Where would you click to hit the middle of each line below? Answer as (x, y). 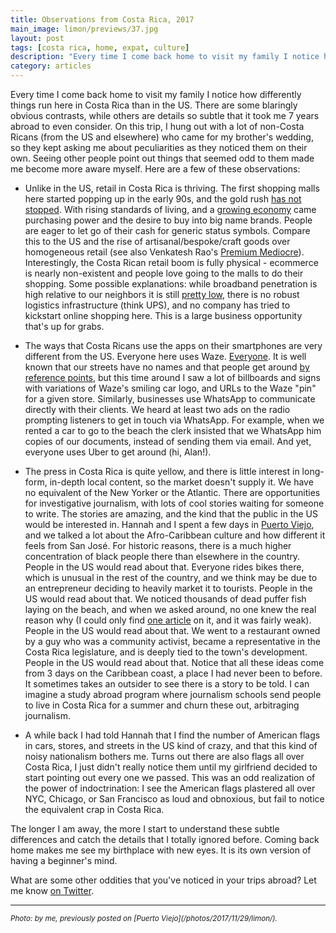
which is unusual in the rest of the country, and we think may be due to (171, 577)
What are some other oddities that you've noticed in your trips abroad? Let (163, 880)
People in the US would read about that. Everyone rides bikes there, (164, 567)
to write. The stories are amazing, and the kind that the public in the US (171, 514)
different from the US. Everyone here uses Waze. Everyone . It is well (165, 356)
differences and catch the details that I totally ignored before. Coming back (165, 839)
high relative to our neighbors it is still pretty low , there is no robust (162, 294)
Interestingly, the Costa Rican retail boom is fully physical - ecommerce (171, 262)
